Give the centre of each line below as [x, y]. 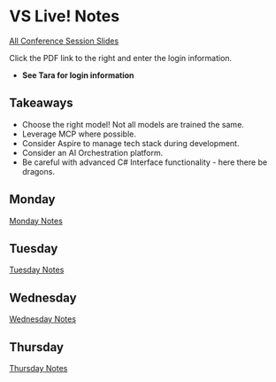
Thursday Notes [38, 368]
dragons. [38, 171]
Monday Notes [36, 221]
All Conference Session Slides [64, 41]
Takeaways [41, 103]
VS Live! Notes [65, 16]
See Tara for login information [78, 75]
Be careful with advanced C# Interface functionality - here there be [145, 162]
